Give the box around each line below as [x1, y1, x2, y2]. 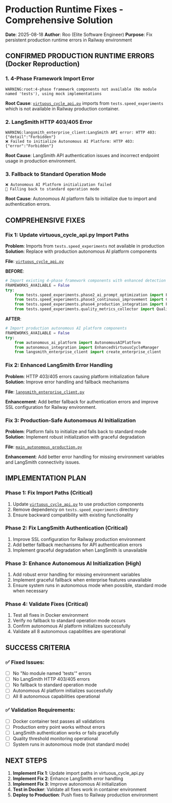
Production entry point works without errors [12, 724, 105, 730]
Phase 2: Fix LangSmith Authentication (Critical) [5, 525, 128, 532]
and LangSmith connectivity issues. [5, 459, 80, 465]
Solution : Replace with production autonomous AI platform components [5, 248, 157, 254]
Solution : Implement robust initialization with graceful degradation [5, 433, 145, 440]
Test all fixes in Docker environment [12, 612, 89, 618]
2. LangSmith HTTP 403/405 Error [5, 118, 93, 125]
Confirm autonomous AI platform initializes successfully [12, 623, 131, 629]
